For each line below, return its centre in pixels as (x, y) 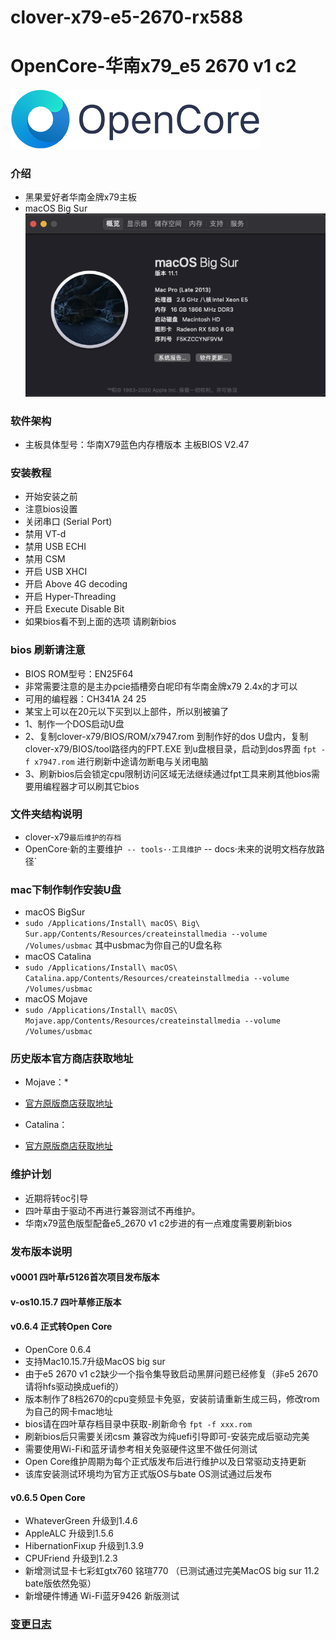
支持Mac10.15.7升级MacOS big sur (95, 1362)
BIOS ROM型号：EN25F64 (79, 673)
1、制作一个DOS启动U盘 (74, 723)
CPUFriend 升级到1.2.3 (71, 1558)
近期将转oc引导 (56, 1198)
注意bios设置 (51, 509)
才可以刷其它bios (104, 786)
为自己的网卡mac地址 (68, 1412)
